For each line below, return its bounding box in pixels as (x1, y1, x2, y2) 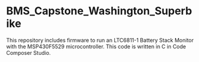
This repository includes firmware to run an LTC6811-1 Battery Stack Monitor (6, 36, 194, 44)
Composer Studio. (6, 49, 51, 56)
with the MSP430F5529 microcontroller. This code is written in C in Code (6, 43, 186, 50)
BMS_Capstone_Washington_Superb (6, 4, 192, 18)
